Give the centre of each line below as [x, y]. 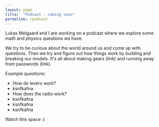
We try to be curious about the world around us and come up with [73, 48]
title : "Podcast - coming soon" [40, 14]
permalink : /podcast [27, 19]
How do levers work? [34, 83]
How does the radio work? [39, 94]
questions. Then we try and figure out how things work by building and [78, 53]
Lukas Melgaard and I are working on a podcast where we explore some [79, 33]
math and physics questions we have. [44, 38]
